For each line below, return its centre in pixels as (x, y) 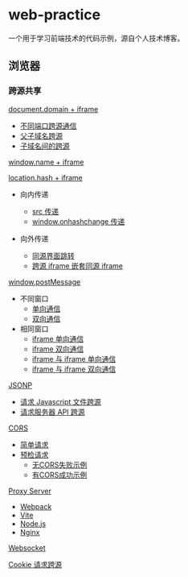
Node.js (33, 523)
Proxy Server (30, 491)
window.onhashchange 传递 (78, 221)
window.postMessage (45, 282)
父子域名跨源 (41, 135)
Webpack (36, 506)
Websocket (27, 548)
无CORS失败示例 (59, 464)
